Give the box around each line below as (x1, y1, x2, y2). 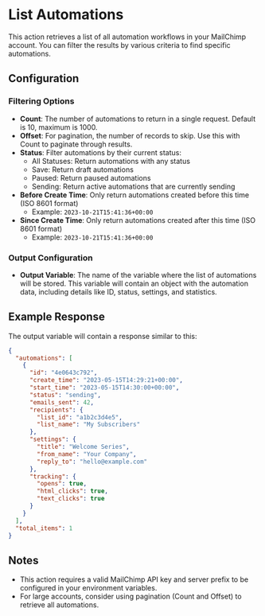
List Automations (8, 6, 124, 24)
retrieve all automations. (19, 600, 99, 610)
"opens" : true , (37, 480, 88, 488)
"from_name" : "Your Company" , (37, 450, 137, 458)
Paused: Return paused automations (31, 173, 151, 182)
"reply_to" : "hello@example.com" (37, 458, 148, 466)
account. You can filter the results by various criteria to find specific (8, 40, 231, 49)
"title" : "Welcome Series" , (37, 443, 130, 451)
